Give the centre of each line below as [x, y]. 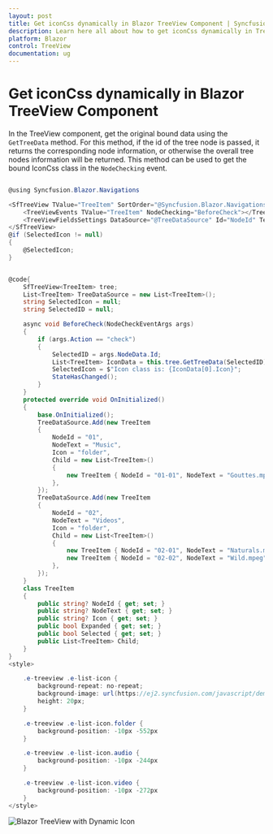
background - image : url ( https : [89, 694]
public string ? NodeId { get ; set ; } [101, 603]
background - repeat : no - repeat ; [91, 686]
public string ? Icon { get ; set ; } [98, 619]
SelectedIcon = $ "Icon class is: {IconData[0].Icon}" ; [147, 369]
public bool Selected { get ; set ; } [100, 634]
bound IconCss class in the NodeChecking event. [88, 168]
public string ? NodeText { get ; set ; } [105, 611]
